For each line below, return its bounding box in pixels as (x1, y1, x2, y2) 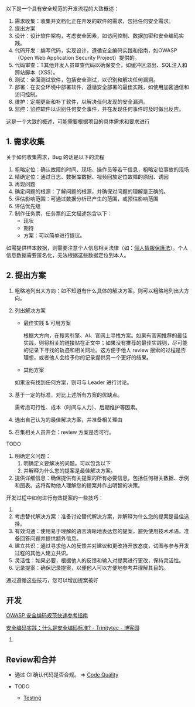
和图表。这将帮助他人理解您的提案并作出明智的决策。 (14, 481, 143, 488)
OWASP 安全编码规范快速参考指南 (6, 612, 88, 619)
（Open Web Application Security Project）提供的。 (14, 55, 140, 61)
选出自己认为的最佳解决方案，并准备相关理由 (14, 416, 123, 423)
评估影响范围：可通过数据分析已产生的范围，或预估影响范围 (14, 195, 159, 202)
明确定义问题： (14, 452, 51, 459)
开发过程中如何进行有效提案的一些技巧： (6, 494, 104, 501)
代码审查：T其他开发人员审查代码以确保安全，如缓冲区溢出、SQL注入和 (14, 62, 187, 69)
